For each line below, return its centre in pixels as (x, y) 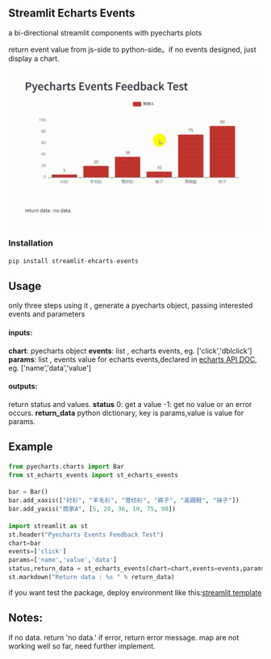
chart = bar (25, 543)
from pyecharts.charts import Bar (67, 466)
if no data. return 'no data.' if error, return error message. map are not (124, 637)
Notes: (25, 618)
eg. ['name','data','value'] (50, 367)
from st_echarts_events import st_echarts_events (94, 475)
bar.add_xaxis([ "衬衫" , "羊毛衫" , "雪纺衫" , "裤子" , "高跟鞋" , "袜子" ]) (124, 501)
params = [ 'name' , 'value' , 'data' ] (63, 560)
